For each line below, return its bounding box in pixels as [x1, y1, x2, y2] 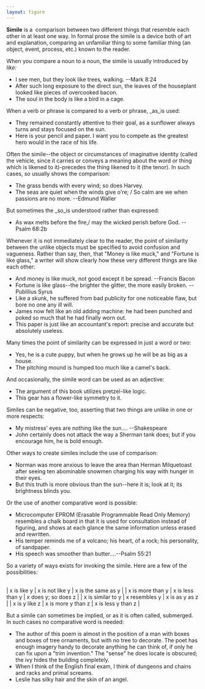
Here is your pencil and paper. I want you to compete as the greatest [15, 132, 188, 139]
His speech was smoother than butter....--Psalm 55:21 [15, 550, 151, 557]
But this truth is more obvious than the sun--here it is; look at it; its [15, 481, 182, 488]
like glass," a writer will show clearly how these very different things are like [6, 256, 197, 264]
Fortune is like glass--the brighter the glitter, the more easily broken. [15, 281, 188, 289]
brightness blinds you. [15, 487, 72, 494]
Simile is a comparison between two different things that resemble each [6, 26, 190, 33]
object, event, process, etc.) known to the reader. [6, 45, 130, 53]
